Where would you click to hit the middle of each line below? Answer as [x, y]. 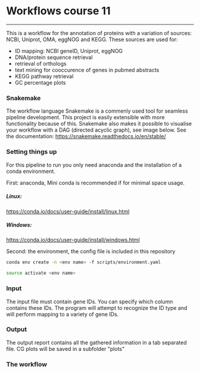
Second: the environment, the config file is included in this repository [91, 251]
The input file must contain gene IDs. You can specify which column [90, 301]
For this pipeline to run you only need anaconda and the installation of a [94, 164]
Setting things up [32, 152]
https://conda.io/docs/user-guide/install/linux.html [68, 211]
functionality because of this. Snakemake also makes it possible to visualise [99, 124]
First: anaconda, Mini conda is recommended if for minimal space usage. [96, 182]
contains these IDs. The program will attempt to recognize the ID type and [97, 307]
